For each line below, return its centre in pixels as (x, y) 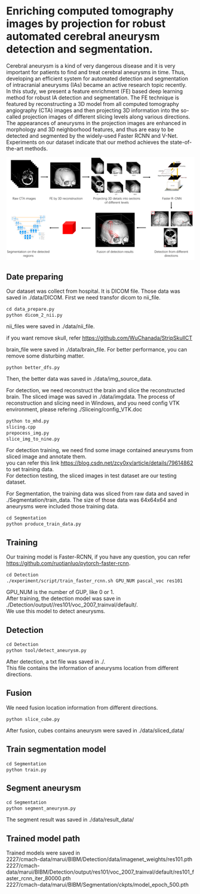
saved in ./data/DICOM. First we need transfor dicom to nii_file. (84, 298)
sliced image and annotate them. (46, 457)
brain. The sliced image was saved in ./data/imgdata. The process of (90, 397)
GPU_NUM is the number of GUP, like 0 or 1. (60, 592)
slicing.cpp (21, 427)
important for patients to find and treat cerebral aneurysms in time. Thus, (96, 72)
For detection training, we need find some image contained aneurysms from (100, 450)
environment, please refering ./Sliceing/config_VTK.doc (74, 410)
